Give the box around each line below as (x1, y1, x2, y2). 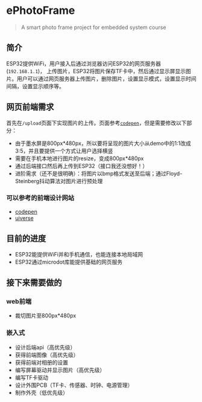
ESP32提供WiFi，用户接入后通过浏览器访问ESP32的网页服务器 (6, 60, 161, 67)
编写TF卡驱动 (14, 374, 49, 381)
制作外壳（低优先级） (14, 389, 68, 396)
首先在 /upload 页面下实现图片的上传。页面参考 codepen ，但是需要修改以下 (6, 119, 187, 126)
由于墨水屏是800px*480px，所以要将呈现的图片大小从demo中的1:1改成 (14, 140, 191, 147)
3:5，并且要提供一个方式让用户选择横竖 (14, 147, 113, 154)
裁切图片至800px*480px (14, 312, 77, 319)
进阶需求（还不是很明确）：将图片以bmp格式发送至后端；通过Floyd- (14, 170, 183, 177)
